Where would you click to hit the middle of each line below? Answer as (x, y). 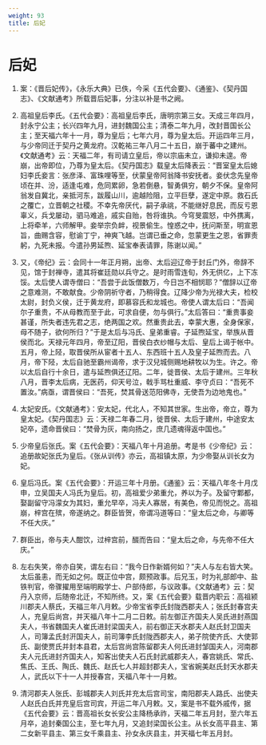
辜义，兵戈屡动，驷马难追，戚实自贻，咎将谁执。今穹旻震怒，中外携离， (139, 216)
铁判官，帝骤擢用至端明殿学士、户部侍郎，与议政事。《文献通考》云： (133, 587)
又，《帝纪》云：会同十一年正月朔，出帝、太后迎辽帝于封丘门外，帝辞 (133, 262)
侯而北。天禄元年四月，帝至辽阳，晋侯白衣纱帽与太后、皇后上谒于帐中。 (139, 342)
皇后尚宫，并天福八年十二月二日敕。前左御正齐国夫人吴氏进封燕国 (149, 616)
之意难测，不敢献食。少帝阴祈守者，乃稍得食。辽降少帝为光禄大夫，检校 (139, 292)
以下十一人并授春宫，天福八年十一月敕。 (114, 676)
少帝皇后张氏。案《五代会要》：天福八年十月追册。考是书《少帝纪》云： (137, 446)
